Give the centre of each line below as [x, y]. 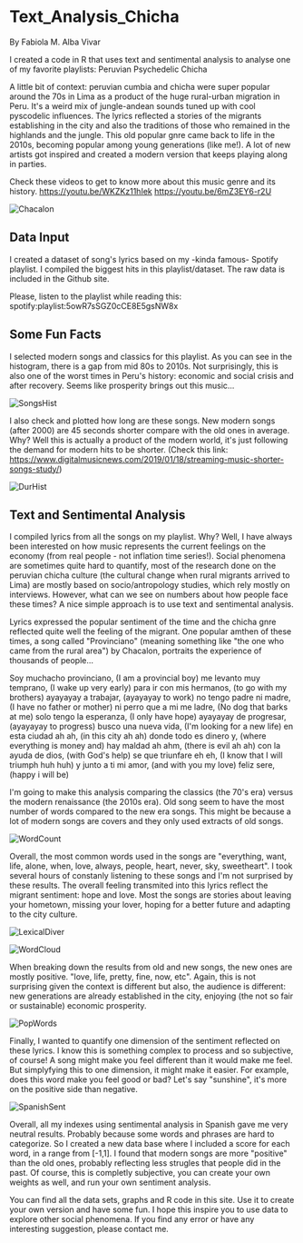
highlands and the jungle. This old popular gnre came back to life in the [142, 134]
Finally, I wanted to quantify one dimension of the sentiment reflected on [145, 1041]
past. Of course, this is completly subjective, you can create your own [140, 1173]
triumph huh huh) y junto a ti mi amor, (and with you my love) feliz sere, [142, 765]
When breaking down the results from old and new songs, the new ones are [151, 967]
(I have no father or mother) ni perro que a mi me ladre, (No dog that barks [149, 707]
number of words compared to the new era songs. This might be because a [151, 811]
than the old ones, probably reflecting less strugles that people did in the [145, 1163]
